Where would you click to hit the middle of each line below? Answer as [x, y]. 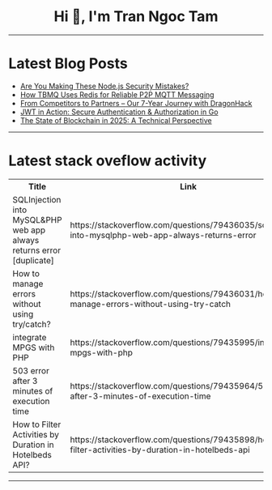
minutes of [33, 390]
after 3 [25, 381]
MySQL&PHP [37, 219]
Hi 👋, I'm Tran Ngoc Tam [136, 17]
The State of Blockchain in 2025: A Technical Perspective [116, 120]
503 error [31, 370]
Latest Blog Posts [68, 64]
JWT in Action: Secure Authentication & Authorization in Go [119, 112]
